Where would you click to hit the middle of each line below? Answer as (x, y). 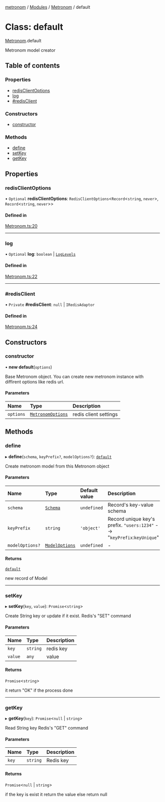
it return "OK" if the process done (39, 690)
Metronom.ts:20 (21, 226)
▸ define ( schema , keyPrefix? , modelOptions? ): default (58, 456)
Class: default (34, 27)
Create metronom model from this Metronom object (57, 466)
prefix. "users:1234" (131, 525)
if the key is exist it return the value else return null (56, 794)
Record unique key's (131, 519)
